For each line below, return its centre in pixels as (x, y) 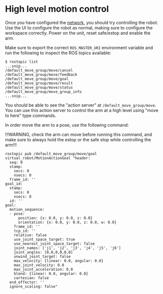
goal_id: (14, 184)
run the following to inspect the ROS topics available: (58, 53)
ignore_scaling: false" (33, 286)
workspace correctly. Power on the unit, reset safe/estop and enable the (78, 33)
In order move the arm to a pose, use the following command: (67, 125)
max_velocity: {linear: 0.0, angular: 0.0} (59, 261)
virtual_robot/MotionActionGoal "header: (48, 158)
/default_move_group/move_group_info (43, 91)
